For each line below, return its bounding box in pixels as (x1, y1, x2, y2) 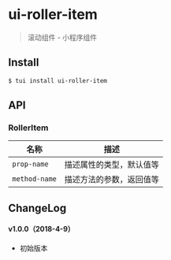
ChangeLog (8, 201, 67, 214)
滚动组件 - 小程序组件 (27, 32, 98, 42)
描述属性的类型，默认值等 (64, 159, 160, 170)
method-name (12, 175, 58, 184)
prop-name (12, 160, 49, 169)
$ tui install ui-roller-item (8, 76, 108, 84)
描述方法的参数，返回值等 (64, 174, 160, 185)
